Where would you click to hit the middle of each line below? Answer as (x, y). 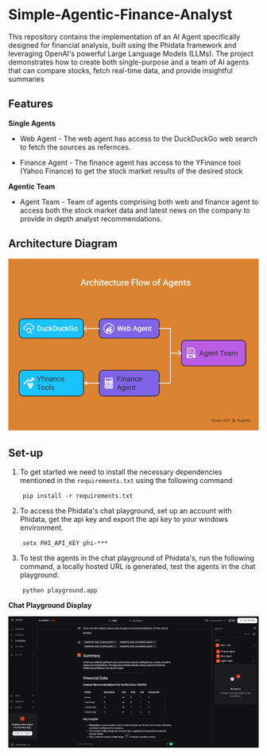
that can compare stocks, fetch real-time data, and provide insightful (120, 70)
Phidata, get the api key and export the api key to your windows (124, 519)
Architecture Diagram (63, 244)
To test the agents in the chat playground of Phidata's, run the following (137, 558)
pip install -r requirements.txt (78, 496)
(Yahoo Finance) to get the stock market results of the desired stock (131, 171)
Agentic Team (32, 186)
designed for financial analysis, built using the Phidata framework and (122, 45)
